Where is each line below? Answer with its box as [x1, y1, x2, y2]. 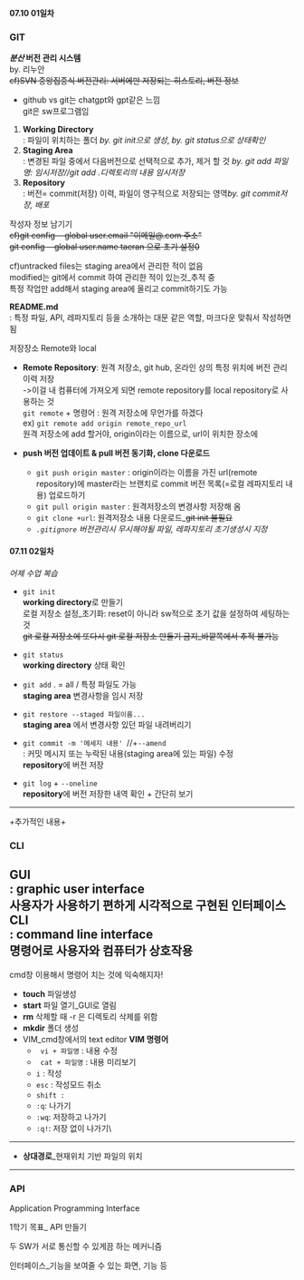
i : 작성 [35, 1068, 62, 1079]
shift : [35, 1090, 65, 1100]
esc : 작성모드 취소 [35, 1079, 102, 1089]
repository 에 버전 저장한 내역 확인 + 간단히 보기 [22, 788, 194, 799]
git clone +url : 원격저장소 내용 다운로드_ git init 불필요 [35, 512, 233, 523]
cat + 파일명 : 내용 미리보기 [40, 1056, 137, 1067]
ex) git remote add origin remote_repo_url [22, 417, 187, 428]
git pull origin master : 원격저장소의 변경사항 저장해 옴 [35, 501, 242, 512]
